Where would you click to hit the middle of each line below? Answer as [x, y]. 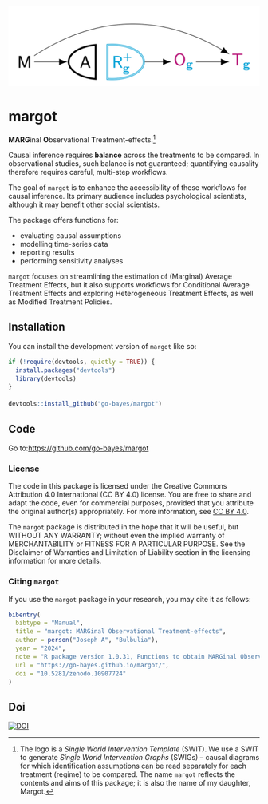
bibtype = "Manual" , [49, 623]
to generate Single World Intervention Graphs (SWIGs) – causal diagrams [140, 758]
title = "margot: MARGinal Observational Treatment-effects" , [121, 632]
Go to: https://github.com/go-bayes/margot [79, 448]
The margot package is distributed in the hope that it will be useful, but [124, 527]
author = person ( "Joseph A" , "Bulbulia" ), [87, 640]
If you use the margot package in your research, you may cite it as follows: [130, 599]
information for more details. [55, 561]
